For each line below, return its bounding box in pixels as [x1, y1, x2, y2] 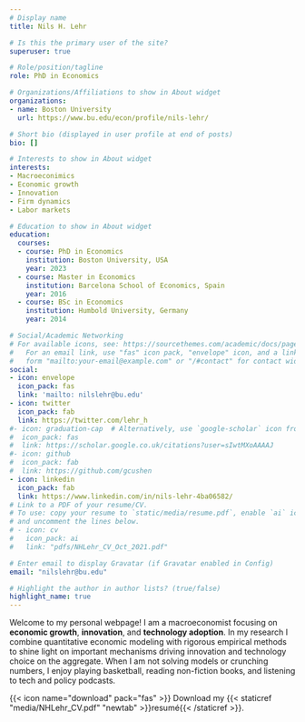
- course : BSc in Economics [17, 297, 124, 307]
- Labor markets [9, 206, 71, 215]
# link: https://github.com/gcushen [9, 466, 152, 476]
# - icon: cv [9, 526, 59, 535]
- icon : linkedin [9, 475, 75, 484]
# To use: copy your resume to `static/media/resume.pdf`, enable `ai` [9, 508, 286, 518]
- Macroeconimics [9, 172, 75, 181]
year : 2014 [25, 315, 67, 324]
